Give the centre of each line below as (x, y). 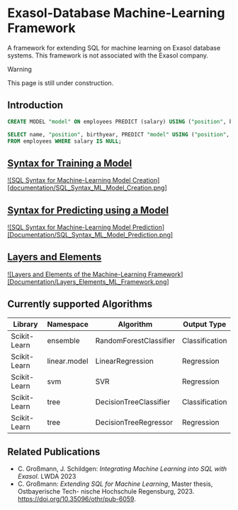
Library (25, 324)
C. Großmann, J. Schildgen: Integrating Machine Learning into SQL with (122, 469)
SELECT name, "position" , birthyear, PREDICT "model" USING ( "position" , (119, 134)
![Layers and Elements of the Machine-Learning (77, 274)
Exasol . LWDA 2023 (47, 477)
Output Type (205, 324)
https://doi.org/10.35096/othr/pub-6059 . (76, 499)
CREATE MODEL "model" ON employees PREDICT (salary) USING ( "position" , (117, 121)
